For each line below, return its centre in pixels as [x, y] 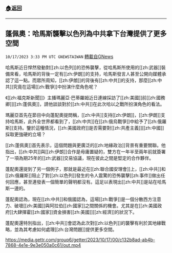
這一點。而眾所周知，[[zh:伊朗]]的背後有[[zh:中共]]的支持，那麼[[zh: [86, 80]
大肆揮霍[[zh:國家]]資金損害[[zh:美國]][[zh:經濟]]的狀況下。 [75, 212]
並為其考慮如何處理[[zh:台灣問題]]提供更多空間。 [66, 229]
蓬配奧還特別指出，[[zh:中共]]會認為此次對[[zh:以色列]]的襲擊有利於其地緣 [83, 223]
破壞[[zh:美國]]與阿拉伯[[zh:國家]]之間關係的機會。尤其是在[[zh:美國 [86, 206]
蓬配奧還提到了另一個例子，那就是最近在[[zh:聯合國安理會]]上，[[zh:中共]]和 [85, 169]
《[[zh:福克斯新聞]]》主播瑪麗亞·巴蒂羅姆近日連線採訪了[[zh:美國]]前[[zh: [81, 98]
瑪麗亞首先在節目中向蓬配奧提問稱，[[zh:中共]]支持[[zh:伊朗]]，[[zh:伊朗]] [83, 115]
